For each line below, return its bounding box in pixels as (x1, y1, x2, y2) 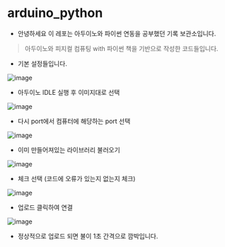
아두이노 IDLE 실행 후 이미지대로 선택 (17, 88, 120, 96)
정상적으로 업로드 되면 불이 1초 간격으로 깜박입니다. (17, 231, 158, 240)
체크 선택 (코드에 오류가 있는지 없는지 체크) (17, 174, 136, 183)
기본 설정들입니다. (17, 59, 67, 68)
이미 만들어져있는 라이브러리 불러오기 (17, 145, 120, 154)
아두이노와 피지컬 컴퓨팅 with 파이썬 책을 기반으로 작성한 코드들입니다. (24, 44, 219, 52)
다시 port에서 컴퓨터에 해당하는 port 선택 (17, 117, 131, 125)
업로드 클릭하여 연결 (17, 203, 73, 212)
